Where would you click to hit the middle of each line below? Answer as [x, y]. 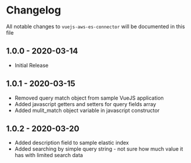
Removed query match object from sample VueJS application [89, 98]
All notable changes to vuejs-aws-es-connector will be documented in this [95, 26]
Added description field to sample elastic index [72, 143]
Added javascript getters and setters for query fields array [85, 104]
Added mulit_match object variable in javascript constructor [87, 110]
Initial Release [32, 65]
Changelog [34, 10]
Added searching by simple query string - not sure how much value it [99, 149]
